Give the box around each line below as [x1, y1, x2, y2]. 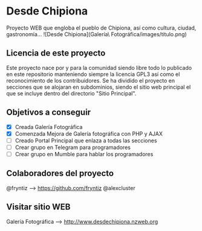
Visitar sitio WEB [6, 202, 71, 212]
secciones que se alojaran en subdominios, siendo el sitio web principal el [6, 83, 191, 90]
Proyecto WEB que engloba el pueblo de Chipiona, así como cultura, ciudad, [6, 24, 197, 31]
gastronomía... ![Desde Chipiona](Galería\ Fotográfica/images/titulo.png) [6, 30, 187, 37]
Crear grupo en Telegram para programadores [15, 144, 131, 151]
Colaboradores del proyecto [6, 168, 114, 179]
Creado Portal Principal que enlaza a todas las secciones [15, 137, 157, 144]
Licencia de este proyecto [6, 48, 106, 59]
